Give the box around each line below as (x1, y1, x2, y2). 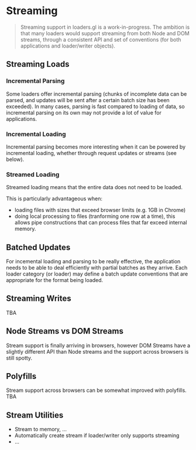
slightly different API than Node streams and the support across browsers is (6, 348, 189, 355)
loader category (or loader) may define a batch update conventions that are (6, 270, 188, 277)
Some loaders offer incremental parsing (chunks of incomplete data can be (6, 90, 187, 98)
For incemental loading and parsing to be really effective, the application (6, 258, 181, 265)
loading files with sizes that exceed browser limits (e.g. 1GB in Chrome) (14, 207, 186, 214)
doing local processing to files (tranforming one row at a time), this (14, 213, 176, 220)
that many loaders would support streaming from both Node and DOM (20, 29, 190, 36)
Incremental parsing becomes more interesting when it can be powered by (6, 143, 186, 150)
